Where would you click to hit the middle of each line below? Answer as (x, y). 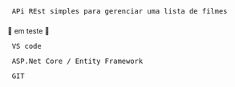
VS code (26, 46)
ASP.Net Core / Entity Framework (77, 61)
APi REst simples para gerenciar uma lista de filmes (120, 11)
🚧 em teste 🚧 (28, 30)
